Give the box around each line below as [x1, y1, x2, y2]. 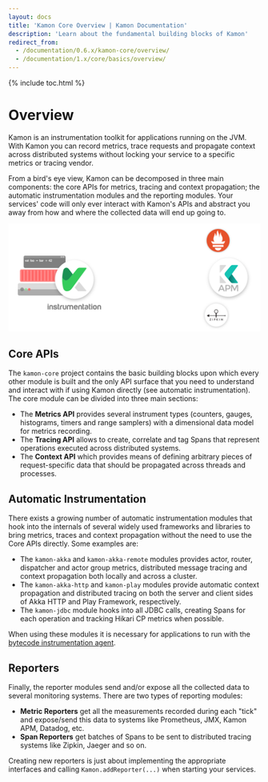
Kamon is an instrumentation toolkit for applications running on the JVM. [8, 132, 247, 142]
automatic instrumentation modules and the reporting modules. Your [8, 190, 234, 200]
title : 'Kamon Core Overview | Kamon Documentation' [8, 21, 188, 30]
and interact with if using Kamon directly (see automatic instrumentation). [8, 385, 250, 395]
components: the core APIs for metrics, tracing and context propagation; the [8, 182, 260, 191]
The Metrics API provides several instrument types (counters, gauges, [19, 409, 253, 419]
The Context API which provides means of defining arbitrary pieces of [19, 452, 253, 462]
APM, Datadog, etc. [19, 723, 85, 732]
